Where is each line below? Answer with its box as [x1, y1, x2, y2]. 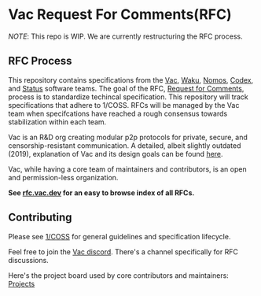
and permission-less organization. [8, 172, 119, 182]
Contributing [8, 211, 72, 224]
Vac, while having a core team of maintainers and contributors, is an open [8, 164, 247, 174]
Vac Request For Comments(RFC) [8, 6, 232, 24]
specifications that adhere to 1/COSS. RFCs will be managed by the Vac [8, 100, 240, 109]
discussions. [8, 255, 49, 265]
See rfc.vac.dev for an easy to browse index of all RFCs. [8, 187, 195, 198]
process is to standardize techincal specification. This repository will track [8, 92, 249, 102]
